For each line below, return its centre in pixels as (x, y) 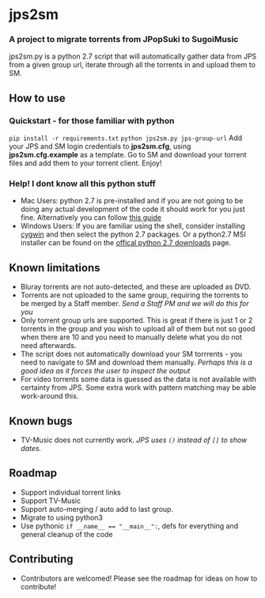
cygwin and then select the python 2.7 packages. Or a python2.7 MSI (133, 234)
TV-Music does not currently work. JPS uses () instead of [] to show (134, 440)
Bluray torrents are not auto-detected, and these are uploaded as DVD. (136, 287)
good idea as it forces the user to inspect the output (105, 371)
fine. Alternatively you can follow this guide (91, 218)
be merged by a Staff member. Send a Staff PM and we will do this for (135, 304)
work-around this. (49, 396)
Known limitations (55, 268)
